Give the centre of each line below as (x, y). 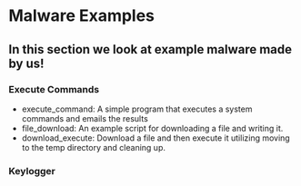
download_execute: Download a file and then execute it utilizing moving (156, 138)
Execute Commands (54, 89)
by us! (26, 63)
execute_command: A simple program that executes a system (137, 109)
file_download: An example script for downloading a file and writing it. (152, 128)
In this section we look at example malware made (150, 49)
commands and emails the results (85, 118)
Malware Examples (82, 16)
